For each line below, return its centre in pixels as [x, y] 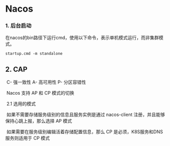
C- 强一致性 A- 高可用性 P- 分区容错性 [46, 82]
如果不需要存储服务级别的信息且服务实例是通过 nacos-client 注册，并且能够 [86, 114]
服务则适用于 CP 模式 [28, 138]
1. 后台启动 [18, 26]
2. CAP [16, 69]
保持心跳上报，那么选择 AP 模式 [39, 121]
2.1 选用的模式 [21, 104]
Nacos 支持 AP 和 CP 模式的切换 [40, 93]
